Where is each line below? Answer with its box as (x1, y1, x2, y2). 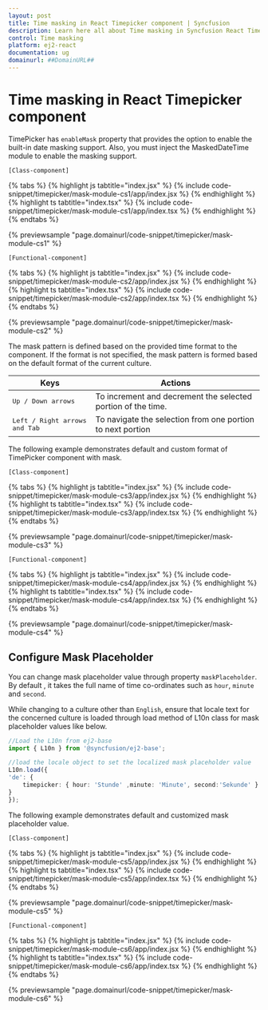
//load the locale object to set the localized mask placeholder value (8, 758, 251, 767)
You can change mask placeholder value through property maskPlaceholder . (8, 672, 258, 682)
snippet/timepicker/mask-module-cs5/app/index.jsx (8, 857, 179, 866)
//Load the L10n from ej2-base (8, 737, 112, 745)
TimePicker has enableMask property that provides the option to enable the (8, 133, 253, 144)
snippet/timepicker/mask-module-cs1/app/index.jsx (8, 189, 178, 198)
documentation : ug (8, 49, 69, 57)
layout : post (8, 11, 52, 20)
